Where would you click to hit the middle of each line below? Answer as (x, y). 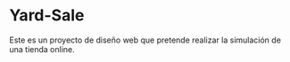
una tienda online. (42, 49)
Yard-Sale (47, 15)
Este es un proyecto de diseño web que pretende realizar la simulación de (145, 40)
